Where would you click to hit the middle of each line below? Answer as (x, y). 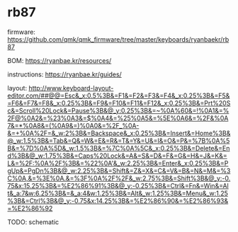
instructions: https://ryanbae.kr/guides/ (64, 74)
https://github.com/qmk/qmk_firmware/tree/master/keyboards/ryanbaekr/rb (118, 39)
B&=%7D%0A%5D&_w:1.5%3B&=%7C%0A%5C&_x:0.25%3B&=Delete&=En (119, 148)
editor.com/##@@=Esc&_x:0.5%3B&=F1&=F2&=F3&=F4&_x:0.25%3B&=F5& (119, 95)
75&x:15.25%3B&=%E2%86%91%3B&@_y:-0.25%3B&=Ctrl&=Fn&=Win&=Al (118, 185)
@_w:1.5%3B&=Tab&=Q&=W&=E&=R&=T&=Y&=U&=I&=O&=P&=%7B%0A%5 (119, 140)
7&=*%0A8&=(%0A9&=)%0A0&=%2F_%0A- (73, 125)
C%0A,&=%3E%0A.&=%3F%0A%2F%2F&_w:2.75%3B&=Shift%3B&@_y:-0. (119, 178)
